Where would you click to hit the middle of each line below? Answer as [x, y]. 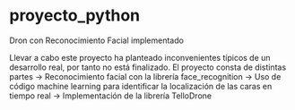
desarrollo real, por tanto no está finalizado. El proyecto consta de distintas [148, 67]
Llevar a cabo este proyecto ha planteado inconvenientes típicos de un [140, 57]
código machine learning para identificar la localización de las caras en [141, 86]
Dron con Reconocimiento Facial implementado [96, 40]
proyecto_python [75, 16]
